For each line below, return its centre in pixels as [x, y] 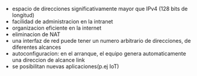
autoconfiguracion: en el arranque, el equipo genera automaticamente [99, 53]
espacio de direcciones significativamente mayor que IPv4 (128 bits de [100, 9]
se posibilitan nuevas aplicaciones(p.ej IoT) [65, 66]
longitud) [23, 15]
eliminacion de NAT [36, 34]
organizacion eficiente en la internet [57, 28]
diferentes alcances [36, 47]
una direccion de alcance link [48, 60]
